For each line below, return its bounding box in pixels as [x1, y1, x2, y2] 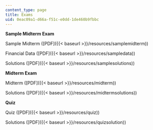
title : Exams [5, 12, 33, 17]
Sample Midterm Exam [5, 31, 55, 37]
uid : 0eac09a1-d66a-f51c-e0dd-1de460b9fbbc [5, 17, 99, 22]
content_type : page [5, 7, 47, 13]
